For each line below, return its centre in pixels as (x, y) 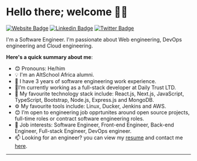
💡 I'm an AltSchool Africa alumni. (55, 74)
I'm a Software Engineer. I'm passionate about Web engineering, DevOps (94, 39)
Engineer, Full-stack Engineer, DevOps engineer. (73, 131)
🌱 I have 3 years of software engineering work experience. (85, 81)
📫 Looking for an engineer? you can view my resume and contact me (99, 138)
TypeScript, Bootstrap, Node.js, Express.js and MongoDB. (84, 100)
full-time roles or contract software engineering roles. (79, 118)
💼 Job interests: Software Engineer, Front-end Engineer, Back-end (94, 125)
